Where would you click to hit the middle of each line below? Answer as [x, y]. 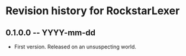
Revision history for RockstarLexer [93, 11]
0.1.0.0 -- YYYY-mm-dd [51, 33]
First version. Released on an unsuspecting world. [75, 47]
